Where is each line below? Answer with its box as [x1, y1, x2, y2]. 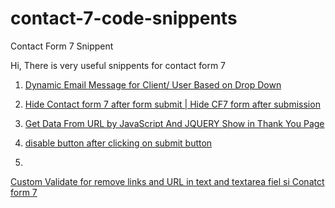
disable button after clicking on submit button [24, 137, 213, 149]
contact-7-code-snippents [10, 7, 238, 30]
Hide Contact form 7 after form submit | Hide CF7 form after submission [24, 98, 321, 110]
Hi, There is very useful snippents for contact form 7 [10, 59, 227, 71]
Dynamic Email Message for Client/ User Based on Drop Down [24, 78, 282, 91]
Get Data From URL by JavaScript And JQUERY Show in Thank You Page [24, 117, 325, 129]
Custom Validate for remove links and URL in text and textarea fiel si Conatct [10, 175, 325, 187]
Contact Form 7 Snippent [10, 40, 114, 52]
